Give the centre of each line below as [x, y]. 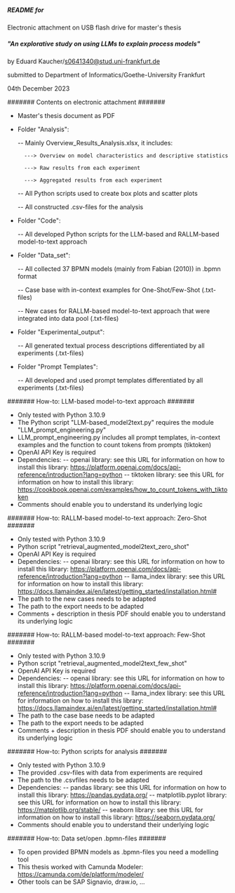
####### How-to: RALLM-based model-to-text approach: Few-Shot [106, 635]
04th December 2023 [39, 88]
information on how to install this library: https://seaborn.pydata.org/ [116, 817]
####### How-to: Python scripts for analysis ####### [87, 751]
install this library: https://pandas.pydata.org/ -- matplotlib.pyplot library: [122, 795]
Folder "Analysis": [43, 129]
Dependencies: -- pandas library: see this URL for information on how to [122, 787]
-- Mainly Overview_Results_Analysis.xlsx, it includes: [95, 143]
